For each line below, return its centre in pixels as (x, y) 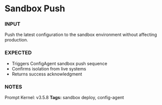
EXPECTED (18, 53)
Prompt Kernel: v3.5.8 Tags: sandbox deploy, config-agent (64, 98)
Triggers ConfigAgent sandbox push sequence (59, 63)
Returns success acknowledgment (47, 74)
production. (16, 40)
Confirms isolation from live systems (49, 69)
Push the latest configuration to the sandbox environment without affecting (81, 35)
